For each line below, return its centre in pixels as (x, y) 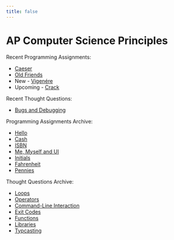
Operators (27, 199)
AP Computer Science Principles (87, 40)
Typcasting (28, 231)
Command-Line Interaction (47, 205)
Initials (22, 158)
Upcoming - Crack (37, 87)
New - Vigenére (34, 81)
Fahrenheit (28, 164)
